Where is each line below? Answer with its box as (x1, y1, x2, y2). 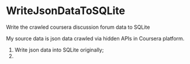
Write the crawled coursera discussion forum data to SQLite (6, 23, 150, 31)
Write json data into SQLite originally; (14, 46, 104, 53)
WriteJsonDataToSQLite (6, 4, 126, 18)
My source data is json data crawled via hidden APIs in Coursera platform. (6, 35, 185, 42)
